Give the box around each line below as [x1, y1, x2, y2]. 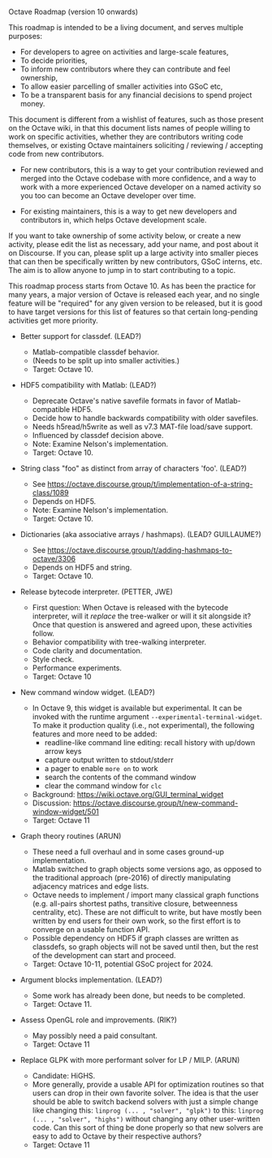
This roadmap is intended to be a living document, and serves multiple [8, 23, 244, 32]
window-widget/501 [32, 807, 99, 816]
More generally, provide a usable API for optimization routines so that [32, 1080, 265, 1089]
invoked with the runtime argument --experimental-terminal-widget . [32, 712, 262, 722]
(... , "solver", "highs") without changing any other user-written [32, 1114, 261, 1124]
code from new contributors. [8, 150, 104, 158]
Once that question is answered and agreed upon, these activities [32, 620, 253, 629]
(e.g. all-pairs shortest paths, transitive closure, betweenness [32, 899, 238, 909]
